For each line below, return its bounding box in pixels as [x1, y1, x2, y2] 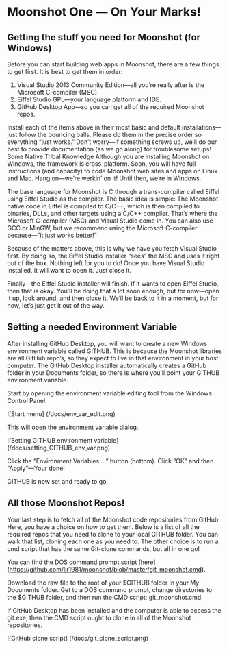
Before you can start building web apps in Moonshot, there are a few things [7, 60, 219, 69]
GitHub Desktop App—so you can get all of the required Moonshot [16, 103, 204, 110]
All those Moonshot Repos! [7, 498, 125, 509]
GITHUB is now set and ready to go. [7, 477, 108, 485]
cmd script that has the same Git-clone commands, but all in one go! [7, 544, 200, 552]
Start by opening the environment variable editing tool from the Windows [7, 389, 213, 397]
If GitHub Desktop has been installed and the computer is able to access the [7, 606, 221, 614]
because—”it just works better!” [7, 231, 97, 239]
